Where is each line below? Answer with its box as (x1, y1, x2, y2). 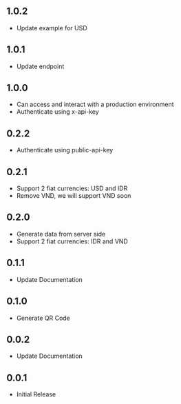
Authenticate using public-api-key (16, 146, 114, 154)
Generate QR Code (16, 314, 70, 322)
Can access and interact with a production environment (16, 100, 174, 109)
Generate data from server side (16, 230, 106, 238)
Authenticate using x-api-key (16, 108, 99, 116)
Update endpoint (16, 62, 65, 70)
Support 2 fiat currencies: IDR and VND (16, 237, 128, 245)
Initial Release (16, 390, 56, 398)
